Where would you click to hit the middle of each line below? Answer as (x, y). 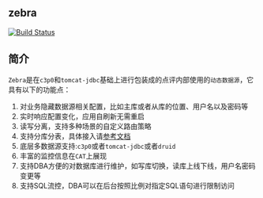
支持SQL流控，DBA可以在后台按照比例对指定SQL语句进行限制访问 (127, 185)
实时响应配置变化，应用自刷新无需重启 (82, 116)
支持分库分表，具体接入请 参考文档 (75, 136)
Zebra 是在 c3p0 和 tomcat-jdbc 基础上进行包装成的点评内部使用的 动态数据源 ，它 (131, 79)
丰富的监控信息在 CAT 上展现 (63, 156)
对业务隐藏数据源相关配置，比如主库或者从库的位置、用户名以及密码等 (134, 106)
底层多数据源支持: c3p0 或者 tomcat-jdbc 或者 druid (98, 146)
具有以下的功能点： (39, 89)
